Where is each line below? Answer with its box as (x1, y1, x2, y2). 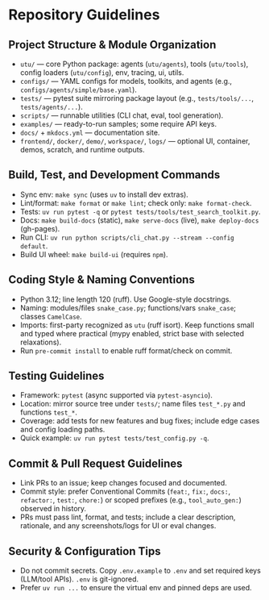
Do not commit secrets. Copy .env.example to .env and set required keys (19, 566, 262, 576)
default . (19, 240, 48, 251)
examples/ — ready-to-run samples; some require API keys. (19, 119, 217, 128)
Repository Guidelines (8, 6, 160, 24)
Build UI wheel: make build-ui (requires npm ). (19, 249, 168, 259)
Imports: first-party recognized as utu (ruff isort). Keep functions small (19, 320, 255, 330)
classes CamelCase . (19, 311, 82, 321)
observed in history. (19, 504, 87, 514)
